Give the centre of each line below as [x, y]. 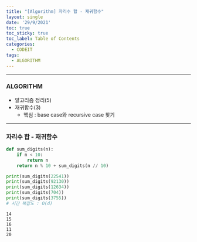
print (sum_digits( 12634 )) [38, 187]
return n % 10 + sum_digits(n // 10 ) [63, 166]
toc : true [18, 28]
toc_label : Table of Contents [43, 39]
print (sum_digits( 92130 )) [38, 182]
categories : [21, 45]
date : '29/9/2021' [28, 22]
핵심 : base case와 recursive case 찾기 [69, 114]
